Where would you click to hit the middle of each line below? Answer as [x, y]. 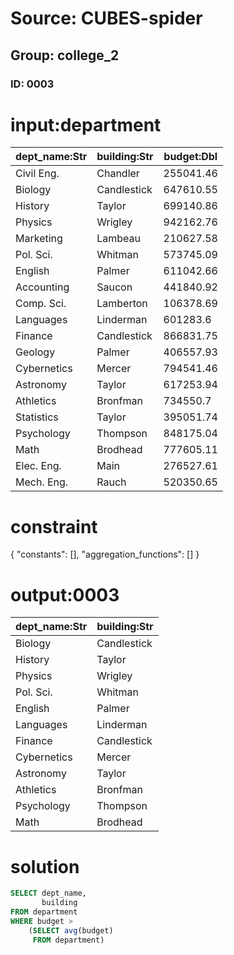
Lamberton [122, 304]
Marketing [39, 239]
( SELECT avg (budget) [71, 930]
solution [45, 866]
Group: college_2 [65, 55]
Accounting [42, 287]
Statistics [37, 417]
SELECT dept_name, [48, 893]
